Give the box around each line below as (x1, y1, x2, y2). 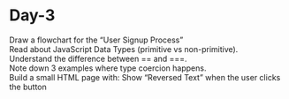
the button (9, 81, 47, 92)
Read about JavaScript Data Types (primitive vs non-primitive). (9, 43, 239, 54)
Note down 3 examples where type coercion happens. (9, 63, 207, 73)
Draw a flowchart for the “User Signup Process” (9, 34, 184, 45)
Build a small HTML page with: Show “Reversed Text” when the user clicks (9, 72, 281, 82)
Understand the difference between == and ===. (9, 53, 187, 64)
